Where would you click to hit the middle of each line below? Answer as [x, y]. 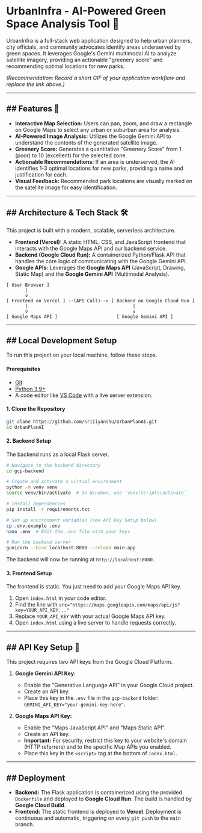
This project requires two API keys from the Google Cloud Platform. [90, 662]
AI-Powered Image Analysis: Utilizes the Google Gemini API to [93, 136]
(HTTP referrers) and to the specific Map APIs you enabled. [97, 747]
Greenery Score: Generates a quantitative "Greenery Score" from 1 [98, 149]
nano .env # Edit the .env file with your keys [68, 531]
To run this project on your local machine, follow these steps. [82, 355]
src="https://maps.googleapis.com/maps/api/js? [120, 605]
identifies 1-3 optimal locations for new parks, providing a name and [99, 168]
